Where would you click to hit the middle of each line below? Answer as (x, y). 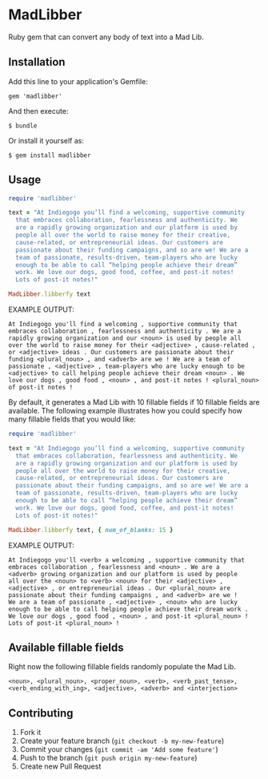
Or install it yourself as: (46, 140)
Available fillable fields (66, 647)
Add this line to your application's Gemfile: (78, 81)
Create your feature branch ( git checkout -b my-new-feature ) (122, 741)
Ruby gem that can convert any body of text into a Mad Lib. (106, 37)
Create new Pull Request (60, 766)
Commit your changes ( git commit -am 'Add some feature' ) (119, 749)
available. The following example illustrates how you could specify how (125, 411)
